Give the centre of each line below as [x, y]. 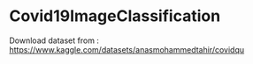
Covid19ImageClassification [115, 16]
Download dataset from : [54, 40]
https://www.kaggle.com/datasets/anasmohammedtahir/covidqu [127, 49]
